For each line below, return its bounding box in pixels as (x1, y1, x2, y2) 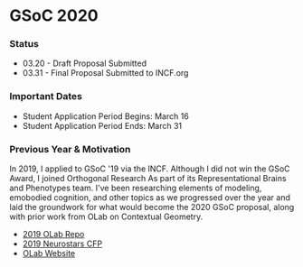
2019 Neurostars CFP (22, 238, 102, 249)
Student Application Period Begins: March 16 (22, 110, 190, 122)
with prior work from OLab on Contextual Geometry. (9, 211, 204, 222)
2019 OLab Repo (22, 229, 85, 240)
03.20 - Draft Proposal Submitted (22, 58, 147, 69)
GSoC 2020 (9, 5, 99, 26)
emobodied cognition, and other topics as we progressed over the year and (9, 192, 291, 203)
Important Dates (9, 90, 83, 103)
